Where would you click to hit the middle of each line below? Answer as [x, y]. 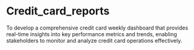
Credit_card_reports [58, 11]
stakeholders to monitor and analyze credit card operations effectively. [94, 40]
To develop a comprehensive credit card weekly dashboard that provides [97, 28]
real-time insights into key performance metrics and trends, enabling [92, 34]
